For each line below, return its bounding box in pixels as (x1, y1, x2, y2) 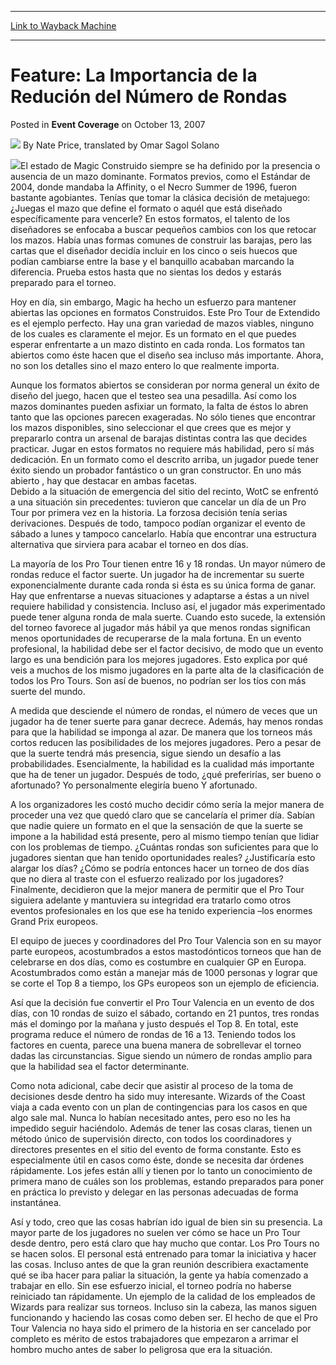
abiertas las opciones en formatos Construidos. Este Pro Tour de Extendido (10, 306, 321, 318)
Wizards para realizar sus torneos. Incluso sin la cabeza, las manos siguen (10, 1301, 318, 1313)
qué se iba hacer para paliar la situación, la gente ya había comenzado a (10, 1269, 309, 1281)
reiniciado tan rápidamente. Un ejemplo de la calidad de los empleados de (10, 1290, 316, 1302)
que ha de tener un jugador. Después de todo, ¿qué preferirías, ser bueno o (10, 768, 322, 780)
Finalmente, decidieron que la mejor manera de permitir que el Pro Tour (10, 883, 305, 895)
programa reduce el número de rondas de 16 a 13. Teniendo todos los (10, 1028, 297, 1040)
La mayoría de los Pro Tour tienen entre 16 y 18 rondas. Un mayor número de (10, 557, 326, 570)
